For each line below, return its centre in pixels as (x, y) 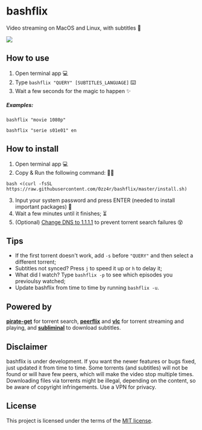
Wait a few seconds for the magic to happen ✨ (73, 91)
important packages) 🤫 (43, 206)
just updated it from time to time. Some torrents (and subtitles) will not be (97, 368)
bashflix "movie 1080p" (36, 120)
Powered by (29, 307)
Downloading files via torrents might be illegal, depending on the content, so (101, 380)
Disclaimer (27, 347)
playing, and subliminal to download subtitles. (64, 328)
